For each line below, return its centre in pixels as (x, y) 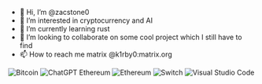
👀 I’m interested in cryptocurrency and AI (86, 20)
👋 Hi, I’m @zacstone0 (54, 12)
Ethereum (95, 72)
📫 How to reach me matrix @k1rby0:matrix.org (96, 54)
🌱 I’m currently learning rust (65, 29)
